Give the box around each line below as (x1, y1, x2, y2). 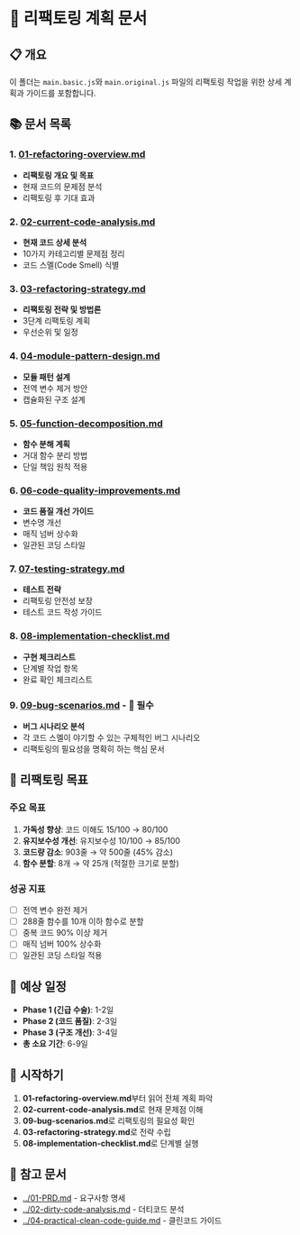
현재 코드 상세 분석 (22, 236, 87, 248)
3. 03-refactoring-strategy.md (9, 282, 146, 295)
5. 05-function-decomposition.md (9, 416, 164, 429)
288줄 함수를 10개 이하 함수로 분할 (22, 916, 144, 927)
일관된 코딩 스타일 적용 (22, 950, 103, 961)
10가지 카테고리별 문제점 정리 (22, 248, 125, 259)
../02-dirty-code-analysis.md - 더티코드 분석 (22, 1203, 185, 1214)
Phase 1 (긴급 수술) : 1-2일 (22, 1004, 114, 1015)
